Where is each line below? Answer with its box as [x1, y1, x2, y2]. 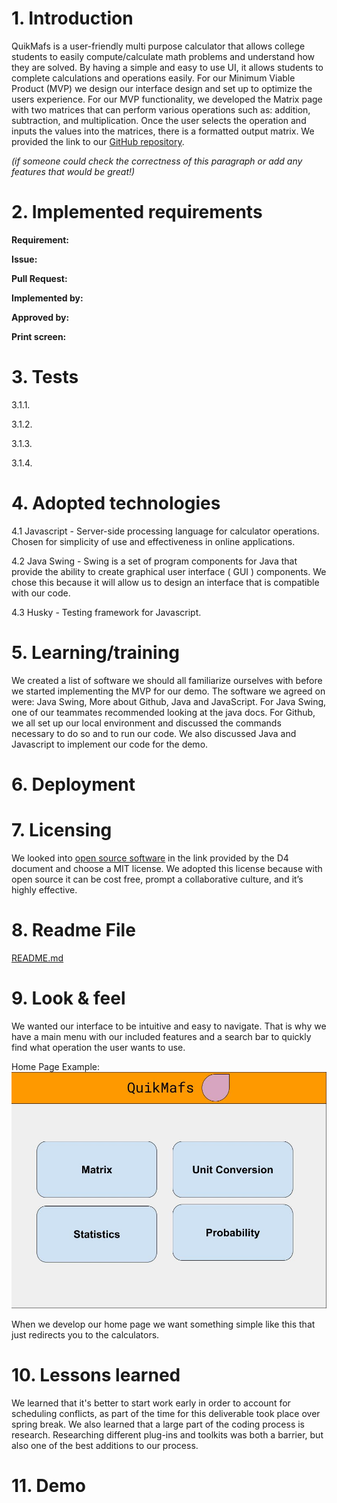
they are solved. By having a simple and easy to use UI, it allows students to [11, 61, 324, 73]
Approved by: [11, 311, 70, 323]
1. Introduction [11, 7, 134, 30]
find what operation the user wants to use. [11, 1041, 186, 1053]
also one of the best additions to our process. [11, 1439, 199, 1451]
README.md [11, 952, 64, 964]
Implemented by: [11, 292, 84, 304]
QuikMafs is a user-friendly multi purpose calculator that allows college [11, 40, 306, 52]
